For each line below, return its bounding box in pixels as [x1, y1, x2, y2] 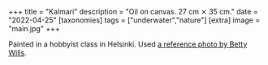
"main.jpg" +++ [8, 24, 61, 33]
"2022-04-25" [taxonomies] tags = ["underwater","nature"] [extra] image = [8, 15, 261, 25]
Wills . [8, 48, 27, 57]
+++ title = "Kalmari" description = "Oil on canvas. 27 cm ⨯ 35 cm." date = [8, 7, 258, 16]
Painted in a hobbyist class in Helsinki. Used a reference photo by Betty [8, 39, 248, 49]
